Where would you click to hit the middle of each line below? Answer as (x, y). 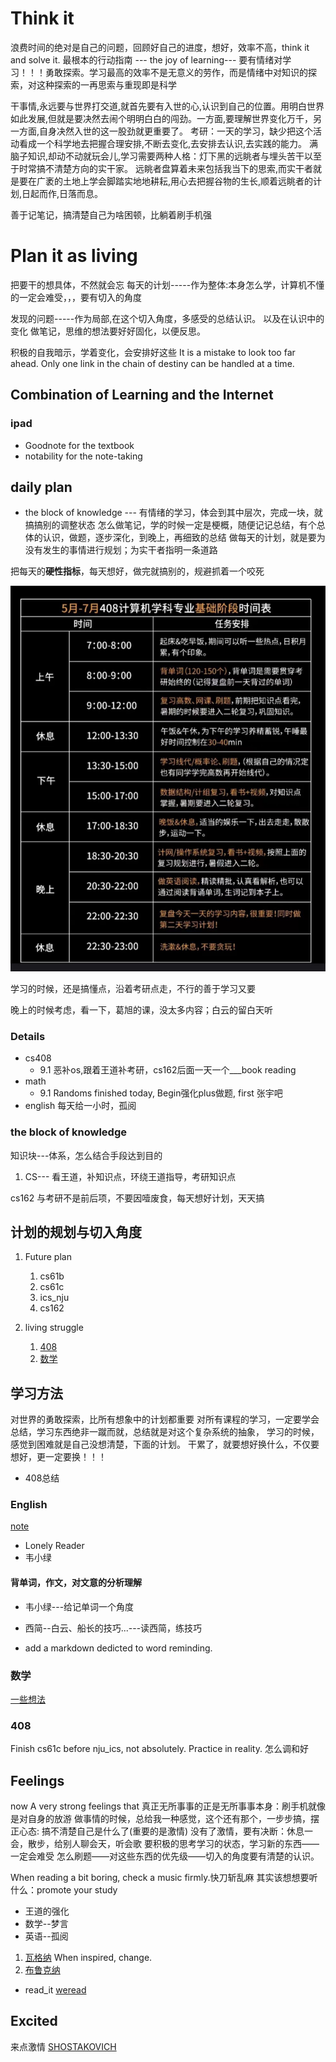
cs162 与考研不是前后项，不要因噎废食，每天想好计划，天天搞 (137, 1198)
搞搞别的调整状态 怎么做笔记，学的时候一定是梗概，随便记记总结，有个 (170, 525)
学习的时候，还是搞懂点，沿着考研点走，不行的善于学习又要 (133, 988)
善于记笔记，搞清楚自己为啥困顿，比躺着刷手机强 (111, 214)
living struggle (54, 1328)
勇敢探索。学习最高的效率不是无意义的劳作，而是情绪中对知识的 (176, 72)
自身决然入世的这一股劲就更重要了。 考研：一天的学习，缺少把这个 (176, 131)
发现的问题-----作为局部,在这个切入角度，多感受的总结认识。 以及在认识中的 (167, 318)
